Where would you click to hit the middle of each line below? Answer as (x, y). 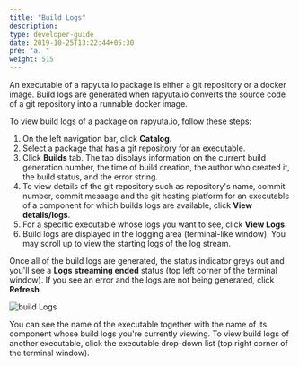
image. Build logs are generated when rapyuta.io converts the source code (147, 94)
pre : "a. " (30, 51)
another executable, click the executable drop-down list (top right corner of (149, 343)
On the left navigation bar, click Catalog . (97, 139)
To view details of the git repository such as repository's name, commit (154, 186)
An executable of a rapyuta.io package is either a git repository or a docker (148, 85)
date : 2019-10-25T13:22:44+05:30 (72, 43)
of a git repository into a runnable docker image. (99, 104)
